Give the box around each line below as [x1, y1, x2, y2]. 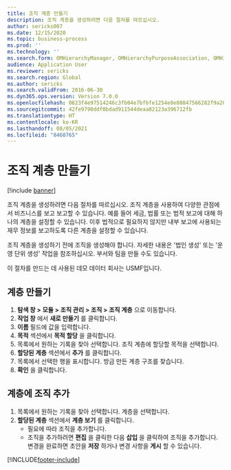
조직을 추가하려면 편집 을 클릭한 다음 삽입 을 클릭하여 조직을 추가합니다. [27, 433, 219, 441]
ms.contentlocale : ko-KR [7, 118, 78, 126]
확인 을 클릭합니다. [16, 366, 67, 374]
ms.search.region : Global [7, 74, 81, 81]
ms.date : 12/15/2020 [7, 29, 67, 36]
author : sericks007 [7, 23, 63, 30]
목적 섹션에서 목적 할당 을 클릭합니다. [16, 331, 117, 339]
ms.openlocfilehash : [7, 100, 67, 107]
